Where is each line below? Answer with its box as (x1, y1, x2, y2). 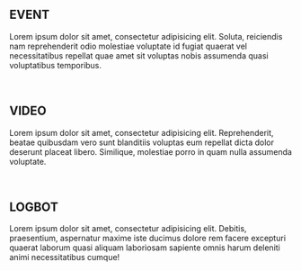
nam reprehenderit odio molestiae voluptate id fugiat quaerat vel (9, 41, 247, 51)
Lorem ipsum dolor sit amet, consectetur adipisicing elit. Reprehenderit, (9, 127, 274, 138)
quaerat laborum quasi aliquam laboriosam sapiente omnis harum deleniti (9, 242, 280, 253)
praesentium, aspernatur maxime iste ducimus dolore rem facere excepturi (9, 233, 286, 244)
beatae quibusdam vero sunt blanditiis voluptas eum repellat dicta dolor (9, 137, 275, 148)
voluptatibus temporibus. (9, 59, 102, 70)
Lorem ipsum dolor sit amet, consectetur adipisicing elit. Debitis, (9, 223, 247, 234)
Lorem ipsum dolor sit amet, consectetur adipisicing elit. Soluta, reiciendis (9, 31, 283, 41)
